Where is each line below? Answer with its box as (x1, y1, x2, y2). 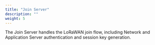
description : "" (5, 12, 38, 16)
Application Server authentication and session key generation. (5, 34, 131, 40)
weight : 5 (5, 16, 26, 21)
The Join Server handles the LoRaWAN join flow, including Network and (5, 30, 150, 35)
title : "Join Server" (5, 7, 50, 12)
